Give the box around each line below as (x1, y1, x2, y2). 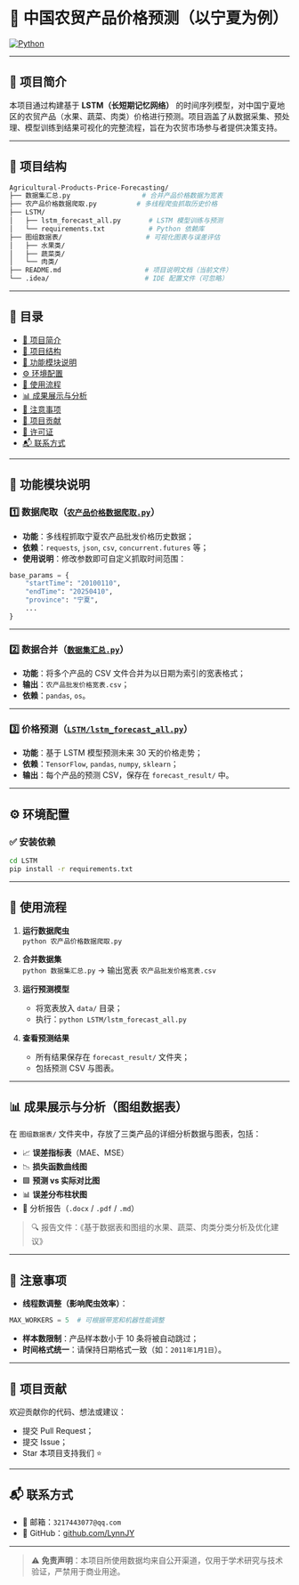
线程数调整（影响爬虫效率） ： (21, 1298, 128, 1309)
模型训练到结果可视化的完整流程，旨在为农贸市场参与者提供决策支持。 (24, 122, 282, 133)
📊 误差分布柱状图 (21, 1189, 87, 1200)
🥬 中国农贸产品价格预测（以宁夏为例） (9, 8, 289, 28)
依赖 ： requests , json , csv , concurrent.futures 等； (21, 542, 209, 553)
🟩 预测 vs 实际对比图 (21, 1176, 101, 1186)
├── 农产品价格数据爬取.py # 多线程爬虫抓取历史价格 (9, 199, 218, 209)
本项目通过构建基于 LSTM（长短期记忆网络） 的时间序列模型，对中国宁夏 (9, 100, 278, 110)
